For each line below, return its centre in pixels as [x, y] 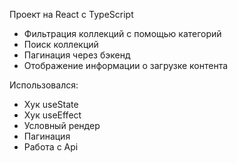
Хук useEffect [52, 115]
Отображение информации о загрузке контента [126, 65]
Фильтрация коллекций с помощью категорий [122, 33]
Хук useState [51, 104]
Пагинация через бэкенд [77, 55]
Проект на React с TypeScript [71, 14]
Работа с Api [51, 147]
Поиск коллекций [61, 44]
